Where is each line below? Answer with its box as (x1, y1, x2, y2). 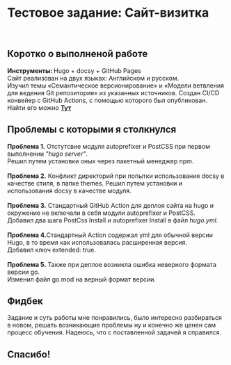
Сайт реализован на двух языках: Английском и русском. (7, 74, 180, 82)
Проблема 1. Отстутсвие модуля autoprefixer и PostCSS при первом (7, 142, 211, 150)
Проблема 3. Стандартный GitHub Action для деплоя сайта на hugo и (7, 201, 214, 209)
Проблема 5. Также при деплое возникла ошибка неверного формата (7, 260, 217, 268)
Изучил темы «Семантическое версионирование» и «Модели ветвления (7, 81, 225, 90)
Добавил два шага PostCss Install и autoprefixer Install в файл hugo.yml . (7, 216, 218, 224)
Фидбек (7, 295, 43, 307)
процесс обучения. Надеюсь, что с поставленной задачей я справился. (7, 328, 221, 336)
